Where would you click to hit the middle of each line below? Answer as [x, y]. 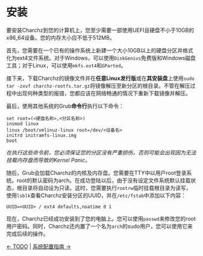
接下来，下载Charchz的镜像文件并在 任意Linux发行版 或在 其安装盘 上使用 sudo [100, 78]
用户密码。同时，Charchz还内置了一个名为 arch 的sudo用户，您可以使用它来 [99, 226]
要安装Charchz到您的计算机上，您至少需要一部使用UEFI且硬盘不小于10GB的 [100, 30]
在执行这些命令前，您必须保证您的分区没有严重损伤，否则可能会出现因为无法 [101, 152]
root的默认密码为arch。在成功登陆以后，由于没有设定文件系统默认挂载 [104, 180]
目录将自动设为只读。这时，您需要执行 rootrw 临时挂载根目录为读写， [107, 187]
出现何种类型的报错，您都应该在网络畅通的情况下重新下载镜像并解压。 [104, 93]
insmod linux [23, 124]
